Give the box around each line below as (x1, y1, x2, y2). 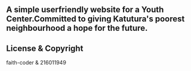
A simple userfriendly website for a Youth (6, 5, 164, 15)
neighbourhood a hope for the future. (6, 23, 148, 33)
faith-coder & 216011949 (6, 59, 67, 66)
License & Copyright (6, 43, 84, 53)
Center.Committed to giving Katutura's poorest (6, 14, 185, 24)
